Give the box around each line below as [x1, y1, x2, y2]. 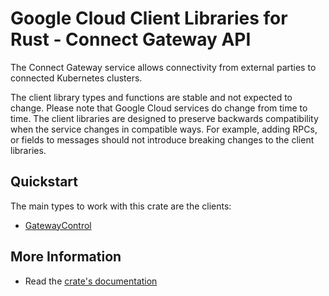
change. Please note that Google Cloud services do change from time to [10, 102, 308, 114]
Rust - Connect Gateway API [10, 28, 252, 51]
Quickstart [10, 173, 79, 191]
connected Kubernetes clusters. [10, 72, 143, 84]
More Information [10, 248, 122, 266]
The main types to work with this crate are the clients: [10, 200, 232, 212]
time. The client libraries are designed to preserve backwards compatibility [10, 112, 319, 124]
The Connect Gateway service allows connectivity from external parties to [10, 61, 317, 73]
